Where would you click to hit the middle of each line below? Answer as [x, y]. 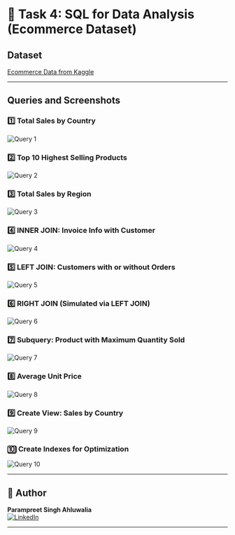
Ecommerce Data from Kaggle [51, 72]
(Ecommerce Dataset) [72, 29]
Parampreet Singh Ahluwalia [50, 510]
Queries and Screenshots [64, 101]
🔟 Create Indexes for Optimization [68, 449]
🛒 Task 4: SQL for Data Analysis [101, 14]
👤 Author [27, 493]
